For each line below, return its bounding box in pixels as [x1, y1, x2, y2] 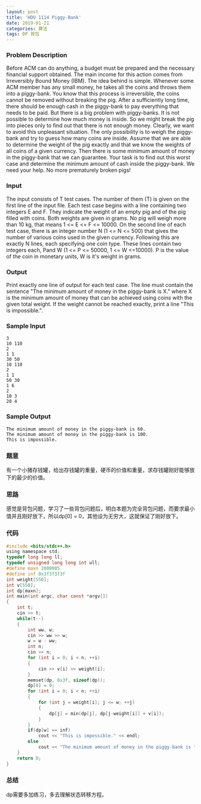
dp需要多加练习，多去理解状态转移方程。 [6, 791, 108, 798]
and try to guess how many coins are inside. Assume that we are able [20, 135, 191, 142]
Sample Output [6, 413, 51, 421]
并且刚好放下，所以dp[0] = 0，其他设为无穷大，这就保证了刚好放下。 [11, 513, 182, 520]
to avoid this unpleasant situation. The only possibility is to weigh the [6, 128, 176, 136]
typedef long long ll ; [6, 554, 63, 560]
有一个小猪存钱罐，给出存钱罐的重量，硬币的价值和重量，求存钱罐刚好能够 [6, 466, 190, 473]
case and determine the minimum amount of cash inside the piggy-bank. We [6, 160, 195, 168]
